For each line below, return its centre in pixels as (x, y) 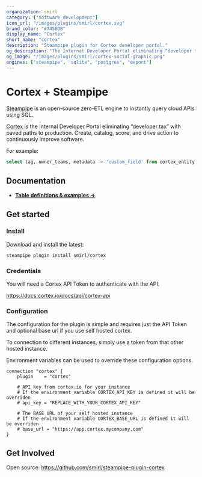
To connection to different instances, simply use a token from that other (95, 342)
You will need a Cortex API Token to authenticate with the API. (83, 284)
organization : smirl (32, 12)
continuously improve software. (45, 140)
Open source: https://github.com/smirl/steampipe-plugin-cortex (85, 467)
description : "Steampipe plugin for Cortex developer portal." (87, 46)
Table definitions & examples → (55, 195)
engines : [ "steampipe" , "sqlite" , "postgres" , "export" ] (79, 62)
